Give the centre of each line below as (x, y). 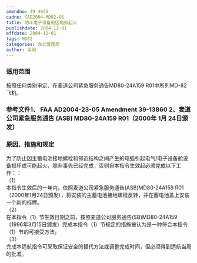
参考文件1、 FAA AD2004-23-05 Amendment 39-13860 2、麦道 (98, 109)
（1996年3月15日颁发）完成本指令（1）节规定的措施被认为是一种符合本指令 (97, 225)
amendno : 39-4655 (27, 11)
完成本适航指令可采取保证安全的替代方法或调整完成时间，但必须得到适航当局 (99, 247)
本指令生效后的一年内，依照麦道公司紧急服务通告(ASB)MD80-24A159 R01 (95, 188)
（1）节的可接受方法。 (33, 232)
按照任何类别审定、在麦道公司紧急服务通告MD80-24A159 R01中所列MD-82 (96, 85)
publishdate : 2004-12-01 (36, 28)
